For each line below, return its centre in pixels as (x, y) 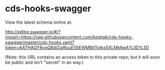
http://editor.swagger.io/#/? (33, 32)
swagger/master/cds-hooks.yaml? (40, 42)
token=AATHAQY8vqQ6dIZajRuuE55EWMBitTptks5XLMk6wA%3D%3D (77, 47)
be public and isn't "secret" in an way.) (44, 62)
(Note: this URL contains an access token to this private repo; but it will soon (82, 57)
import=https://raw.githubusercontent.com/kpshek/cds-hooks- (69, 37)
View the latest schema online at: (39, 22)
